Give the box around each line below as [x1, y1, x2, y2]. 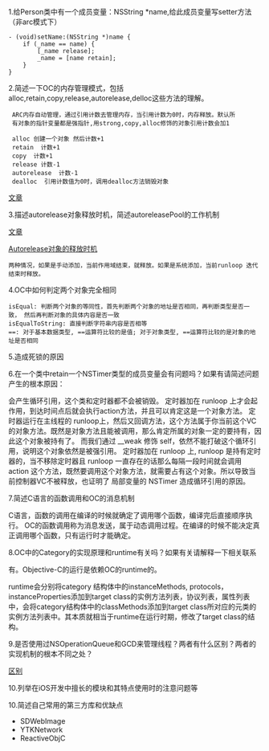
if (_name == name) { [22, 40, 95, 48]
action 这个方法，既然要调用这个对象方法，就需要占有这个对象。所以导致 [8, 467, 249, 475]
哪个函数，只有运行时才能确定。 [29, 531, 135, 540]
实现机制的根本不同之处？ [8, 649, 93, 659]
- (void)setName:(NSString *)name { [8, 33, 131, 41]
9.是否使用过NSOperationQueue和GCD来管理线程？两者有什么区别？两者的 [8, 639, 257, 648]
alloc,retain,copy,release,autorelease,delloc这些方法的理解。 [8, 93, 209, 103]
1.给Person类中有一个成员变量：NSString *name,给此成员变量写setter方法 [8, 7, 252, 16]
